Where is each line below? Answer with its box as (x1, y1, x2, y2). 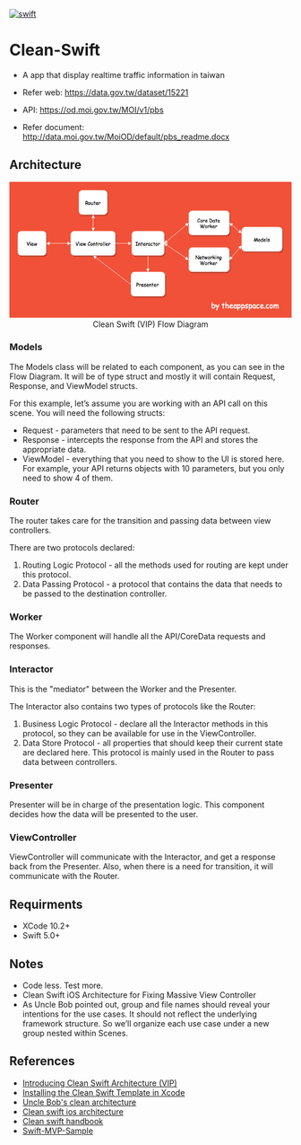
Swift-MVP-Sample (21, 1125, 94, 1136)
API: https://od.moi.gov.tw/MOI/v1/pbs (21, 104, 164, 115)
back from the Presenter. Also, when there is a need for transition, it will (9, 861, 273, 872)
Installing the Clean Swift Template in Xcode (21, 1087, 185, 1097)
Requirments (9, 896, 83, 912)
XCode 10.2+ (21, 920, 71, 931)
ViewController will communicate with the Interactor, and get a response (9, 851, 276, 862)
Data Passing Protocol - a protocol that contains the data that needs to (21, 579, 283, 590)
